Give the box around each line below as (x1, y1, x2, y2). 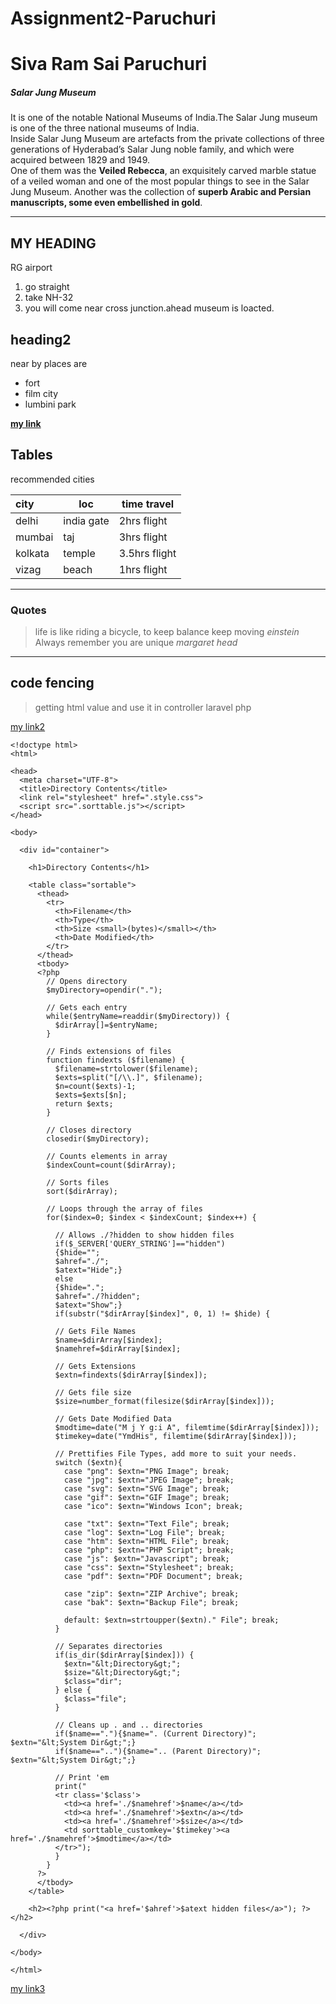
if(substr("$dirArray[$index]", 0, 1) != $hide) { (54, 1308, 271, 1319)
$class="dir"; (63, 1676, 123, 1686)
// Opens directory (46, 976, 128, 986)
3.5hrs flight (118, 546, 177, 560)
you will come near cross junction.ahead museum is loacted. (24, 302, 275, 314)
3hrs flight (118, 530, 168, 544)
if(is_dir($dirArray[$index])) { (54, 1650, 195, 1660)
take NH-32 (24, 292, 74, 304)
